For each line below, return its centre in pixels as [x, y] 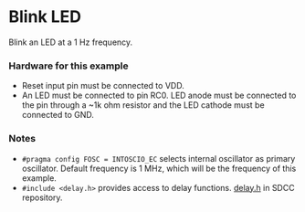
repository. [42, 197]
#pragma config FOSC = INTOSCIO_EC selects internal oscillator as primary [158, 158]
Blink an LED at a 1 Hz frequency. [71, 42]
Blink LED [45, 17]
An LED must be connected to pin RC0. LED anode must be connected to [159, 95]
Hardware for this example [68, 66]
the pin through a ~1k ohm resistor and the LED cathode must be [143, 105]
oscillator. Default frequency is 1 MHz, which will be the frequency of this [159, 168]
